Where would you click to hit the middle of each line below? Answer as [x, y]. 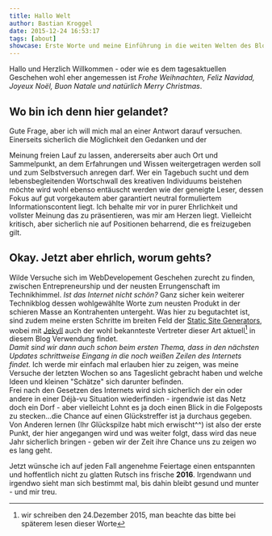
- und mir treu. [33, 492]
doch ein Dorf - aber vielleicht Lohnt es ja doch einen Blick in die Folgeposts [136, 407]
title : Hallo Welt [40, 16]
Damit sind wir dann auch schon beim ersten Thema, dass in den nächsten [134, 348]
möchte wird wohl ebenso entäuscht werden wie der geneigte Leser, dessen [136, 189]
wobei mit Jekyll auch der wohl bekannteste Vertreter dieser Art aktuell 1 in [132, 330]
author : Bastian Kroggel [51, 23]
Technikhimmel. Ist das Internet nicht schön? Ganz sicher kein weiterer [127, 294]
